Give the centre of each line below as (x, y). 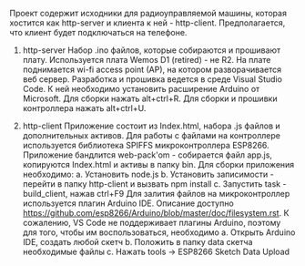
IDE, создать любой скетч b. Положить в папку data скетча (137, 242)
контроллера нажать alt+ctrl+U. (84, 108)
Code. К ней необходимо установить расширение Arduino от (141, 89)
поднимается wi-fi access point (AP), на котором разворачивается (152, 69)
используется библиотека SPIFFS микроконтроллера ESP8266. (146, 145)
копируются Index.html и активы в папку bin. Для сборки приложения (158, 164)
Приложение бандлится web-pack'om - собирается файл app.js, (147, 155)
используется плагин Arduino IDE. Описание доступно (128, 203)
